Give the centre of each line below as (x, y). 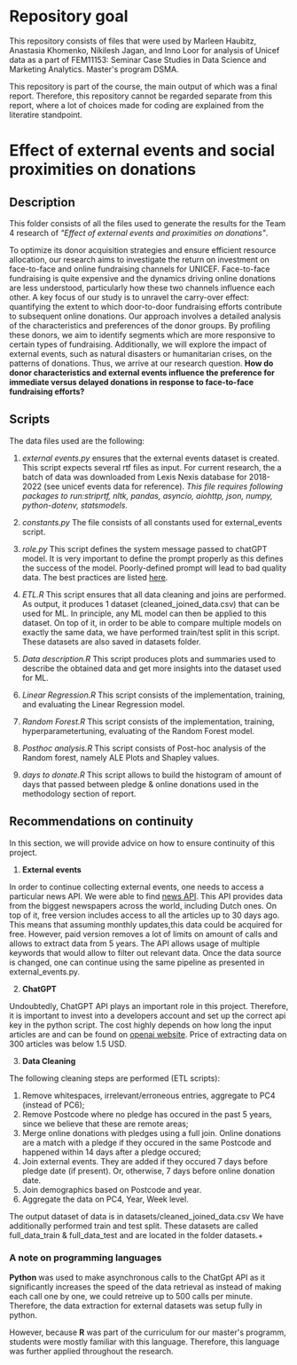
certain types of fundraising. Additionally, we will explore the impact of (138, 344)
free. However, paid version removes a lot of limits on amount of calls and (144, 934)
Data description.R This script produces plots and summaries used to (149, 659)
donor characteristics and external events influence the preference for (142, 372)
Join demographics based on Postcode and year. (112, 1189)
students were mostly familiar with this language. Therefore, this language (145, 1341)
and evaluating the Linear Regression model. (103, 704)
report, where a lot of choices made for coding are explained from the (137, 105)
